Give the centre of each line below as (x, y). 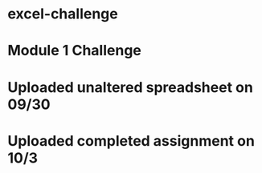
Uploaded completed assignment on (131, 141)
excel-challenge (63, 14)
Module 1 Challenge (74, 51)
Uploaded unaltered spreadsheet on (131, 87)
